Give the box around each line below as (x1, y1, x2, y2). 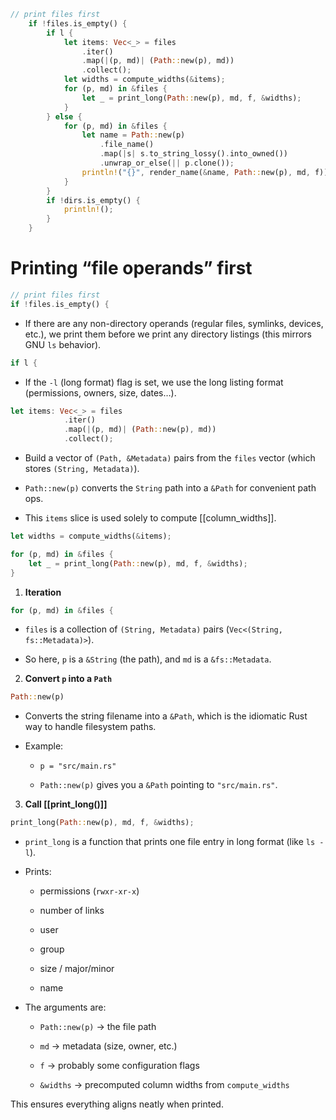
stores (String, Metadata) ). (24, 463, 140, 475)
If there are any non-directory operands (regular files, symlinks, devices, (24, 317, 324, 329)
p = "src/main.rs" (39, 761, 117, 772)
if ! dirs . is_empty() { (46, 195, 141, 205)
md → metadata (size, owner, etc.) (39, 1040, 178, 1052)
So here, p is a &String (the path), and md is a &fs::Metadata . (24, 653, 272, 665)
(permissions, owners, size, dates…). (24, 386, 177, 399)
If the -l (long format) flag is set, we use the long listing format (24, 376, 284, 388)
